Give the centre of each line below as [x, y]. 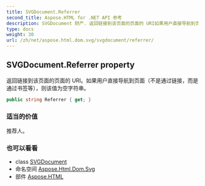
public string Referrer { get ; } [49, 99]
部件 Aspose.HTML [39, 177]
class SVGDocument [41, 162]
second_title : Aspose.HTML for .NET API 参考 [64, 18]
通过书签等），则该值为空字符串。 [48, 88]
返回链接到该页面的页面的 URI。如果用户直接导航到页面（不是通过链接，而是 [103, 80]
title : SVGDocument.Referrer [43, 12]
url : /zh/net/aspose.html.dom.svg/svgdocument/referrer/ [80, 40]
